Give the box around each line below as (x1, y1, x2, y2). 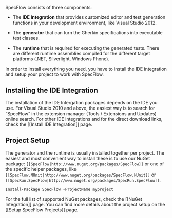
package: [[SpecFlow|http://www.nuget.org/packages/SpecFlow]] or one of (5, 161, 164, 167)
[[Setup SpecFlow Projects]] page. (5, 207, 79, 213)
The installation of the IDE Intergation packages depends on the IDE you (5, 99, 158, 105)
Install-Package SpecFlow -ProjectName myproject (5, 187, 114, 192)
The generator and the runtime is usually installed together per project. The (5, 149, 165, 156)
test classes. (12, 35, 40, 41)
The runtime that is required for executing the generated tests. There (12, 45, 160, 51)
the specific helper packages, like (5, 166, 77, 172)
